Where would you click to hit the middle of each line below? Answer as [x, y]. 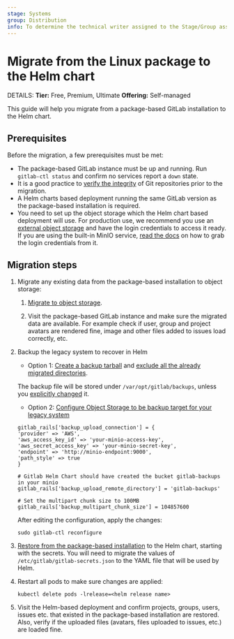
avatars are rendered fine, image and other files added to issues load [127, 331]
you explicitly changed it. [53, 394]
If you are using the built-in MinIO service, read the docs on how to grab [121, 235]
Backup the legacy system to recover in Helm [83, 352]
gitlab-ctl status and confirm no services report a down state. [108, 176]
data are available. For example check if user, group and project [119, 323]
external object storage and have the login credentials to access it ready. [122, 228]
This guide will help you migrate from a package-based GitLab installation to [117, 109]
